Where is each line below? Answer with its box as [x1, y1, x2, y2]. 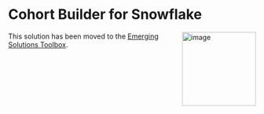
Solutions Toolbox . [8, 39, 68, 49]
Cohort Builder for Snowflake [8, 6, 203, 24]
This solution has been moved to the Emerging [8, 31, 159, 41]
